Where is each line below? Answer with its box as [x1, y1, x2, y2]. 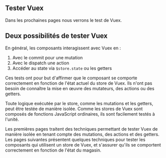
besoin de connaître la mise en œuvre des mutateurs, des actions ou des [5, 85, 155, 91]
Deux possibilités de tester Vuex [5, 32, 108, 40]
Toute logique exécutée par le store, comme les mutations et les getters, [5, 100, 153, 106]
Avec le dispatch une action [12, 60, 70, 66]
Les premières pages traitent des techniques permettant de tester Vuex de [5, 126, 158, 132]
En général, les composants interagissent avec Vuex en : [5, 45, 121, 51]
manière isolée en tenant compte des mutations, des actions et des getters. [5, 131, 160, 137]
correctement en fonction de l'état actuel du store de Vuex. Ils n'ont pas [5, 80, 153, 86]
